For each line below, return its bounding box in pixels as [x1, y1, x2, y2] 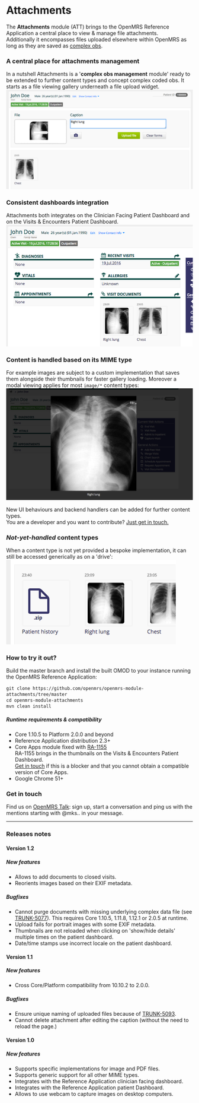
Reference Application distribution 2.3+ [14, 737, 111, 744]
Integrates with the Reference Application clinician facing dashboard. [14, 1078, 184, 1085]
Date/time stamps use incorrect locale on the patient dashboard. [14, 939, 172, 947]
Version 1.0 [6, 1037, 34, 1044]
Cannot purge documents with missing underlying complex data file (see [14, 908, 192, 915]
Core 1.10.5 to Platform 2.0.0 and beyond [14, 731, 114, 738]
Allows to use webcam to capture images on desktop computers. [14, 1091, 174, 1098]
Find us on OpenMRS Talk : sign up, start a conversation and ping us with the [6, 803, 192, 810]
